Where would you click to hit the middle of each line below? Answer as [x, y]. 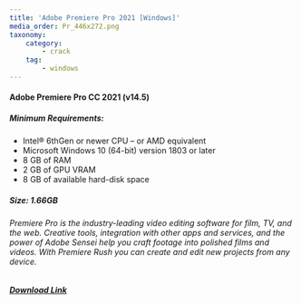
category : [44, 43]
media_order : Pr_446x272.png [64, 26]
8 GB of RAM [47, 161]
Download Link [39, 290]
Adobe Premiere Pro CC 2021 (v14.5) [79, 97]
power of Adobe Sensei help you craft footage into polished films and [140, 242]
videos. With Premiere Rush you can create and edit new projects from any [150, 252]
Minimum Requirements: [57, 118]
